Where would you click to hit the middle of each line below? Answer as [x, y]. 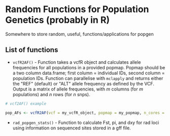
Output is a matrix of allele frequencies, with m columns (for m [78, 89]
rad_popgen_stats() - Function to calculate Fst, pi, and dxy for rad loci [86, 122]
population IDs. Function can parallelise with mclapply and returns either [88, 78]
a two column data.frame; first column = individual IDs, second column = [89, 73]
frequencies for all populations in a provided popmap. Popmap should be [89, 67]
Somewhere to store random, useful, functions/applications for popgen [79, 34]
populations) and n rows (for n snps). [51, 94]
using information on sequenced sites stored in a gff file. [72, 128]
